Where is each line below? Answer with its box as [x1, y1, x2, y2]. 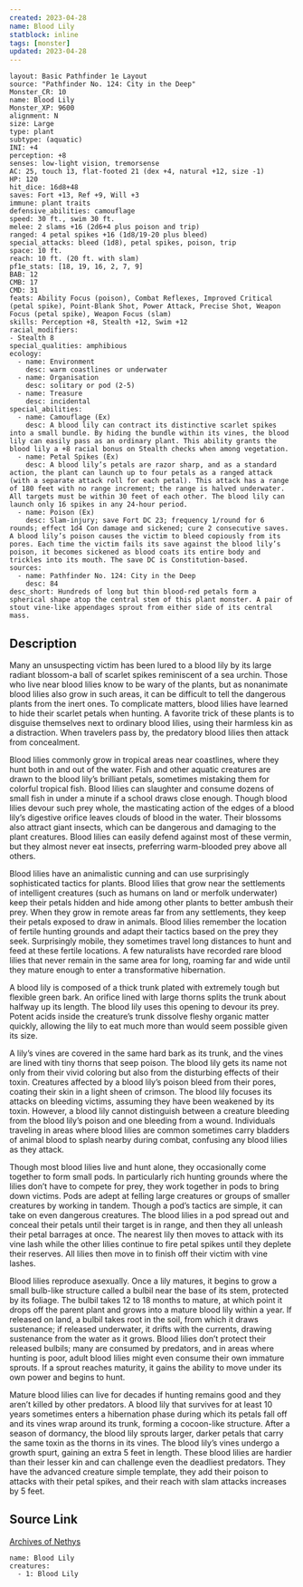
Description [9, 635, 77, 651]
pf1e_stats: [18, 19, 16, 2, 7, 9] [9, 262, 144, 272]
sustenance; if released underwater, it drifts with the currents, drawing [9, 1323, 272, 1334]
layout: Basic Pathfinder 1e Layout [9, 72, 147, 82]
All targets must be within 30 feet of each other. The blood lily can [9, 492, 285, 501]
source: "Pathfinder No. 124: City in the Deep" [9, 80, 196, 89]
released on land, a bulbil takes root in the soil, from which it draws [9, 1313, 260, 1324]
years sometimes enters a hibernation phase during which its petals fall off [9, 1408, 288, 1419]
